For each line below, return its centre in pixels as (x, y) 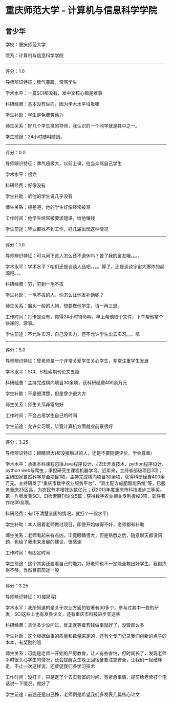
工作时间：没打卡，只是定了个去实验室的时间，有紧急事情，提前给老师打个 (84, 677)
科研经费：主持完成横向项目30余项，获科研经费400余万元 (66, 383)
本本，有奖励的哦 (23, 642)
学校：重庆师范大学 (26, 44)
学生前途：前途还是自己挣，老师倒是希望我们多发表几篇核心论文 (72, 694)
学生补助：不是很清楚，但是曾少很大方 (46, 393)
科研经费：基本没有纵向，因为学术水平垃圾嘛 (52, 104)
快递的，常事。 (21, 323)
